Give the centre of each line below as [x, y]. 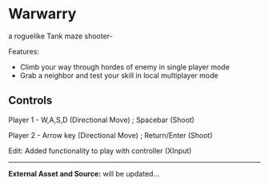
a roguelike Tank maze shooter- [61, 36]
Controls [30, 101]
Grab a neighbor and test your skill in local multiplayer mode [119, 75]
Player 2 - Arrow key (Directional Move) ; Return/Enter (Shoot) [110, 135]
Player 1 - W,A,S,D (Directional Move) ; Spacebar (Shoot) [101, 120]
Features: [24, 51]
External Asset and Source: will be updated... [84, 173]
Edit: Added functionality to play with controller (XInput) [100, 150]
